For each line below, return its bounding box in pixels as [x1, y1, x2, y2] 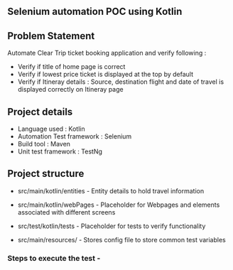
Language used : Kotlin [17, 124, 85, 134]
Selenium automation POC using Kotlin [7, 6, 183, 18]
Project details [7, 106, 73, 118]
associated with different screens [17, 207, 116, 216]
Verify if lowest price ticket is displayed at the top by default [17, 70, 194, 79]
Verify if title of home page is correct [17, 63, 126, 71]
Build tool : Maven [17, 140, 71, 148]
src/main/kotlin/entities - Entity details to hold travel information [17, 186, 205, 195]
